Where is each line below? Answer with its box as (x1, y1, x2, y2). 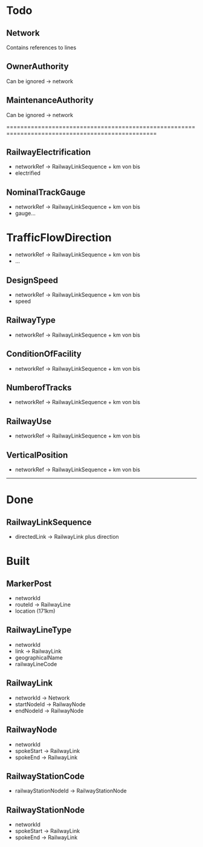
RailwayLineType (6, 625, 72, 635)
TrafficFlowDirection (6, 231, 112, 245)
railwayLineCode (14, 660, 57, 667)
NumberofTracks (6, 383, 72, 393)
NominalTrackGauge (6, 187, 86, 197)
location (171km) (14, 607, 56, 615)
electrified (14, 169, 41, 177)
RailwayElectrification (6, 147, 91, 158)
